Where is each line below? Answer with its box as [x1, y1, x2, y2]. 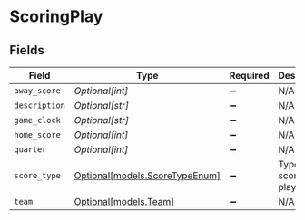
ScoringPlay [9, 6, 103, 27]
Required [229, 70, 270, 81]
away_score [14, 86, 61, 96]
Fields [9, 43, 45, 58]
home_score [14, 129, 61, 139]
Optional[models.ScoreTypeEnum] [74, 169, 221, 182]
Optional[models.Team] [74, 196, 175, 207]
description [14, 100, 66, 110]
